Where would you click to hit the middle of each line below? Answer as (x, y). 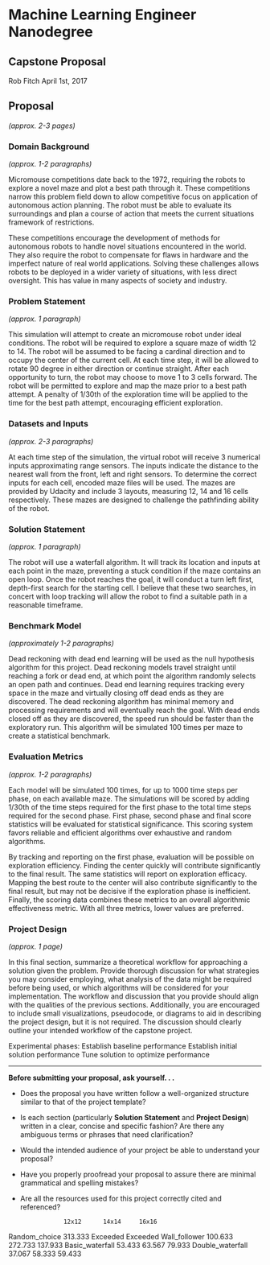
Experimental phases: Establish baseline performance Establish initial (123, 1046)
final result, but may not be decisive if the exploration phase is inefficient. (130, 891)
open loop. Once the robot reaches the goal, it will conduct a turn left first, (131, 579)
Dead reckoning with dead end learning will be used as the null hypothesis (131, 659)
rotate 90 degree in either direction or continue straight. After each (119, 369)
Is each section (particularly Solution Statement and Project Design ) (134, 1117)
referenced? (40, 1207)
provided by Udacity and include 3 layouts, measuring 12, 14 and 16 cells (129, 491)
